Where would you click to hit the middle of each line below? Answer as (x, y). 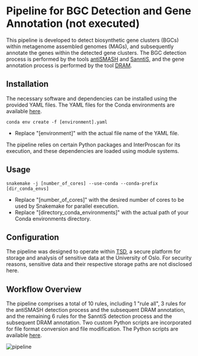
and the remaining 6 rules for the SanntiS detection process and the (89, 316)
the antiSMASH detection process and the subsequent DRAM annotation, (96, 310)
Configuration (33, 237)
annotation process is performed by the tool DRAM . (69, 65)
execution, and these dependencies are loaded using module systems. (93, 151)
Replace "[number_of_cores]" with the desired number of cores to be (99, 199)
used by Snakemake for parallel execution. (67, 206)
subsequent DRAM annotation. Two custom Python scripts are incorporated (99, 323)
